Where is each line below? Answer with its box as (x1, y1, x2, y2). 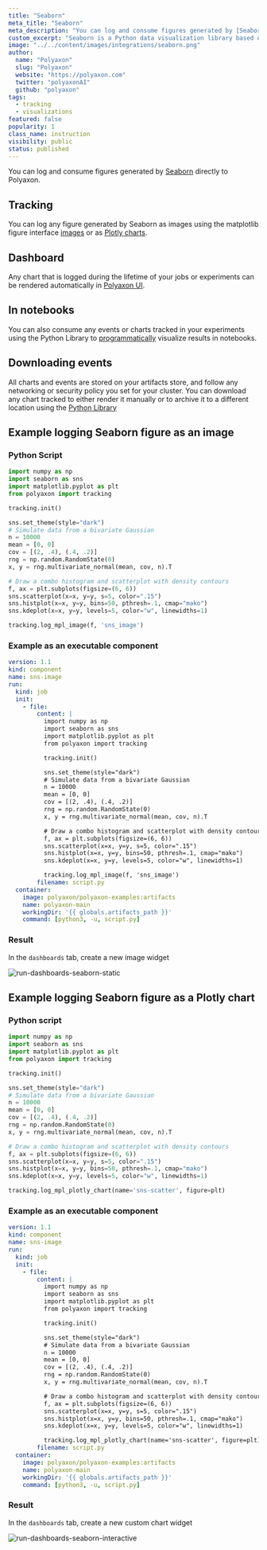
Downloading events (8, 356, 113, 370)
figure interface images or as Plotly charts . (8, 228, 148, 237)
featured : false (8, 115, 62, 123)
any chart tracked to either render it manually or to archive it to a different (8, 394, 249, 404)
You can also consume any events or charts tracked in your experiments (8, 324, 245, 334)
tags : (8, 93, 26, 101)
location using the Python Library (8, 403, 118, 412)
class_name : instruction (8, 130, 91, 138)
